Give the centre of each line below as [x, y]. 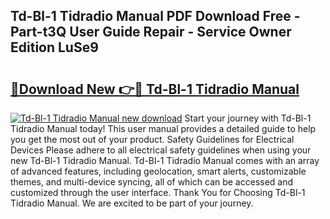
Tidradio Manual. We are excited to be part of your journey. [132, 203]
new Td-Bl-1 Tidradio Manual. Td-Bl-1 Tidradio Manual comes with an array [165, 160]
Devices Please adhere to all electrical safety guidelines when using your [161, 150]
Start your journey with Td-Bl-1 [248, 118]
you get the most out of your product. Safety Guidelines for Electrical [152, 139]
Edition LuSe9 [54, 47]
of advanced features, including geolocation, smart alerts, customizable [158, 171]
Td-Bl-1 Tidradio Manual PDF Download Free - [155, 16]
